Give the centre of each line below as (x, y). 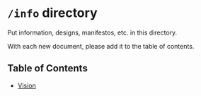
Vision (27, 85)
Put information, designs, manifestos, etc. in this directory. (92, 32)
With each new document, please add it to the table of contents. (101, 46)
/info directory (52, 13)
